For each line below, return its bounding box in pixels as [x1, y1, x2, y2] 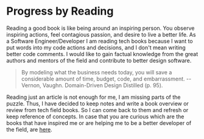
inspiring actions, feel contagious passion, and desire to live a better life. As [6, 30, 196, 38]
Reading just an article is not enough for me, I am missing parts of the [6, 93, 181, 101]
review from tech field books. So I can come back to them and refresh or [6, 106, 189, 113]
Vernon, [21, 81, 41, 89]
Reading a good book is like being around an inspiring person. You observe [6, 24, 195, 32]
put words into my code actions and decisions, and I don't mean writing [6, 44, 186, 51]
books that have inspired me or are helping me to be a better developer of [6, 119, 192, 126]
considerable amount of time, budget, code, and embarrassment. [21, 75, 185, 82]
